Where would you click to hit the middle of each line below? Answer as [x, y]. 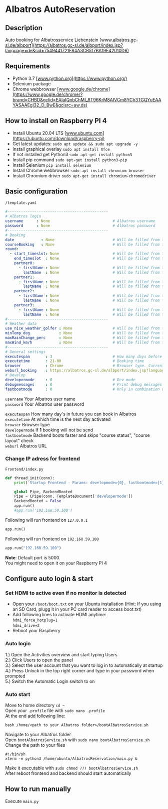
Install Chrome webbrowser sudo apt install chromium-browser [78, 170]
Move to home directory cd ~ [35, 705]
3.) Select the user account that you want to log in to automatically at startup [84, 665]
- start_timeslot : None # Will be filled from [85, 254]
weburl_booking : [27, 371]
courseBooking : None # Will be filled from [82, 245]
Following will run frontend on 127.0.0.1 [46, 520]
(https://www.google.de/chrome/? [47, 94]
